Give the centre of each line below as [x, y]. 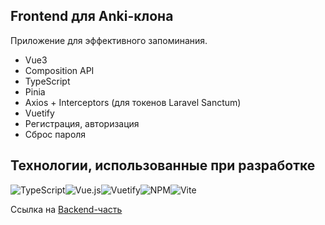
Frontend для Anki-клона [92, 16]
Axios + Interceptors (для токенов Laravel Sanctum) [133, 102]
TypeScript [47, 81]
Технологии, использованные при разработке [163, 165]
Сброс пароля [55, 134]
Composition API [59, 70]
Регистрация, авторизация [82, 123]
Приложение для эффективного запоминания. [109, 40]
